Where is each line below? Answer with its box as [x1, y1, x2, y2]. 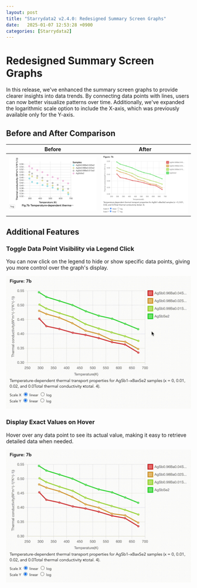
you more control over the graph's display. [6, 264, 108, 271]
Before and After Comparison [6, 128, 116, 138]
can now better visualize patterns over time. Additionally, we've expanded [6, 99, 185, 106]
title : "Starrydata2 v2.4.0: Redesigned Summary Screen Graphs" [6, 15, 167, 22]
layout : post [6, 9, 38, 15]
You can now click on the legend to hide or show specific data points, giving [6, 258, 191, 265]
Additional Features [6, 227, 80, 237]
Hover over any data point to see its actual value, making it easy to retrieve [6, 431, 186, 438]
